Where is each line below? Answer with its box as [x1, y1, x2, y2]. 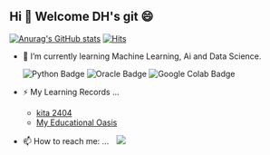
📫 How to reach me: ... [22, 135, 110, 146]
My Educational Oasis [35, 117, 118, 128]
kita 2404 [35, 107, 72, 118]
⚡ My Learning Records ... [22, 86, 120, 97]
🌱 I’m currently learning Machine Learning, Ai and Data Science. [22, 51, 262, 62]
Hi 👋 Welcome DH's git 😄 [9, 9, 154, 24]
